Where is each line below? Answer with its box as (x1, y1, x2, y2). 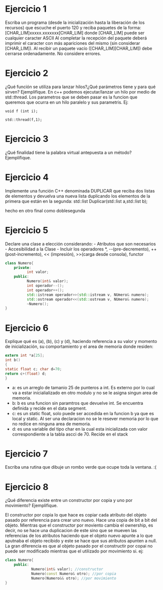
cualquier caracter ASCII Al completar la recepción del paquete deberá (5, 35, 147, 41)
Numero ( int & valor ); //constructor (31, 567, 104, 572)
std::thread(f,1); (5, 117, 42, 122)
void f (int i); (5, 109, 38, 114)
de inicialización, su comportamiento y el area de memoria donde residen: (5, 343, 154, 349)
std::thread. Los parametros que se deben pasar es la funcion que (5, 94, 138, 100)
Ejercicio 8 (5, 481, 49, 493)
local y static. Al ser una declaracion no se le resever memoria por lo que (12, 416, 159, 421)
